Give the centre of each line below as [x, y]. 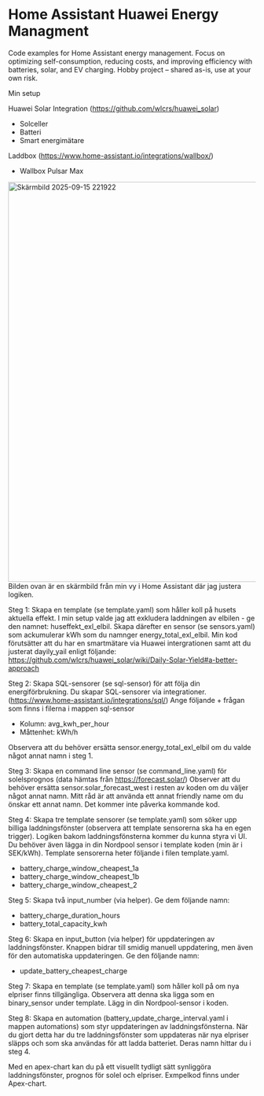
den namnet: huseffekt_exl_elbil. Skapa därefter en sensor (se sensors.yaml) [132, 626]
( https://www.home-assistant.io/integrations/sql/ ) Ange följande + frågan [126, 700]
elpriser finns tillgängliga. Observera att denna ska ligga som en [111, 994]
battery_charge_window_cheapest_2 [78, 885]
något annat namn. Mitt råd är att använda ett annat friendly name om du [126, 796]
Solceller [34, 123]
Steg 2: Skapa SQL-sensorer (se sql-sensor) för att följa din [104, 683]
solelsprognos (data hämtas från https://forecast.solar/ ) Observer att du [125, 779]
